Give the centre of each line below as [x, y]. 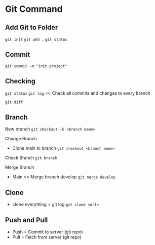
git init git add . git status [36, 40]
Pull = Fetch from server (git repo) [47, 237]
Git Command [34, 9]
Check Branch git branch [31, 158]
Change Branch [21, 139]
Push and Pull [27, 220]
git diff [14, 102]
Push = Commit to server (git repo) [48, 232]
